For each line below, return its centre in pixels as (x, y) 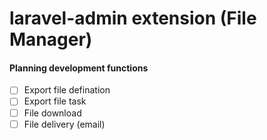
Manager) (51, 39)
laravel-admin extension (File (133, 18)
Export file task (55, 101)
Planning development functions (79, 68)
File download (52, 113)
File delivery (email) (64, 124)
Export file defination (67, 90)
